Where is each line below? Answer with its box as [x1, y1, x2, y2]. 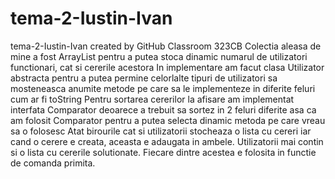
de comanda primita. [10, 157, 96, 169]
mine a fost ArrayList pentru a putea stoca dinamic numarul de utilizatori [10, 50, 308, 62]
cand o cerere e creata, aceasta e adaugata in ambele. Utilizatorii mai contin [10, 135, 324, 147]
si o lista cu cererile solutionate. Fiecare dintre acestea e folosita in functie [10, 146, 317, 158]
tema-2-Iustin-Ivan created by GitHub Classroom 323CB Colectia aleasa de [10, 40, 322, 52]
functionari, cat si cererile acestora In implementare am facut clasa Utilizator [10, 61, 325, 73]
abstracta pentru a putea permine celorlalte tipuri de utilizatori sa [10, 72, 278, 84]
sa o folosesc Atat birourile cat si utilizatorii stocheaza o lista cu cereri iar [10, 125, 312, 137]
